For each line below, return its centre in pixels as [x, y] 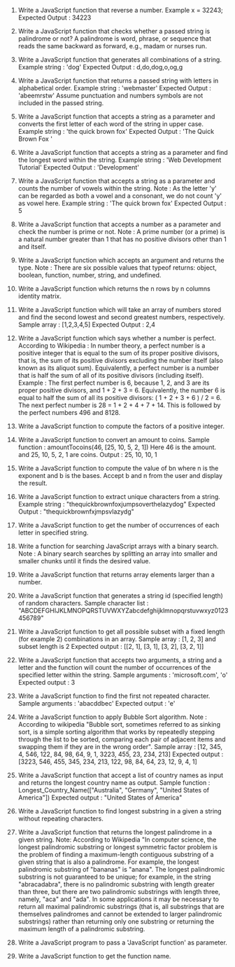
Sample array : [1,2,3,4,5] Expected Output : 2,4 [87, 324]
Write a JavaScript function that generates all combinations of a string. [120, 60]
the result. [33, 483]
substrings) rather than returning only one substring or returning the [116, 921]
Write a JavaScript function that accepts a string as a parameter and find [123, 152]
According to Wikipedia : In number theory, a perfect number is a [112, 345]
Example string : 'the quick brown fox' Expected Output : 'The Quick [116, 131]
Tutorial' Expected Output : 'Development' [78, 167]
